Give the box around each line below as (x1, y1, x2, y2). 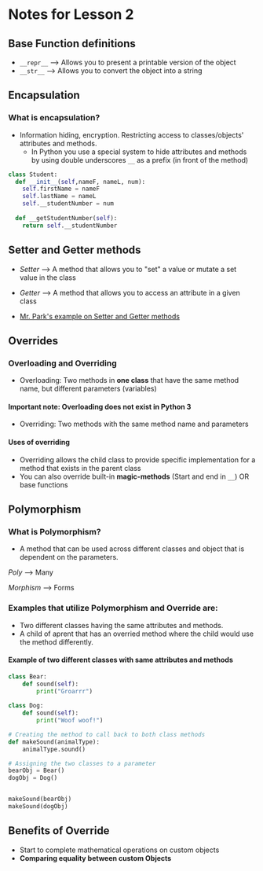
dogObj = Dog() (8, 774, 58, 782)
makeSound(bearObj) (8, 796, 72, 803)
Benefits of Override (8, 824, 110, 838)
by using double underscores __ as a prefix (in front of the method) (31, 155, 249, 164)
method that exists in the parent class (19, 463, 141, 472)
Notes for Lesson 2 (8, 6, 134, 24)
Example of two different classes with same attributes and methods (8, 655, 234, 665)
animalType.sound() (22, 745, 86, 753)
